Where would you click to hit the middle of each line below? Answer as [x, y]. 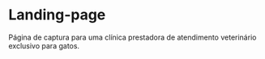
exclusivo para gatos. [44, 45]
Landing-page [57, 15]
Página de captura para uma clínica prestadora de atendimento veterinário [132, 37]
